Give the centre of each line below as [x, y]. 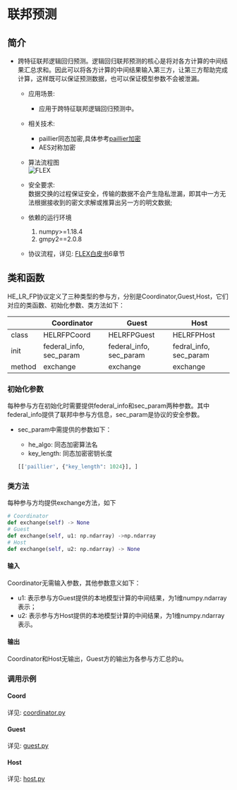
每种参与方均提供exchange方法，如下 [62, 503]
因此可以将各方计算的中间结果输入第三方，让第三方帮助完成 [141, 70]
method [24, 366]
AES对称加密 [57, 147]
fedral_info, [191, 346]
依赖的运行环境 [50, 217]
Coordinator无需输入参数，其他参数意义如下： [74, 583]
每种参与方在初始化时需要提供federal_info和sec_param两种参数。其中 [109, 406]
